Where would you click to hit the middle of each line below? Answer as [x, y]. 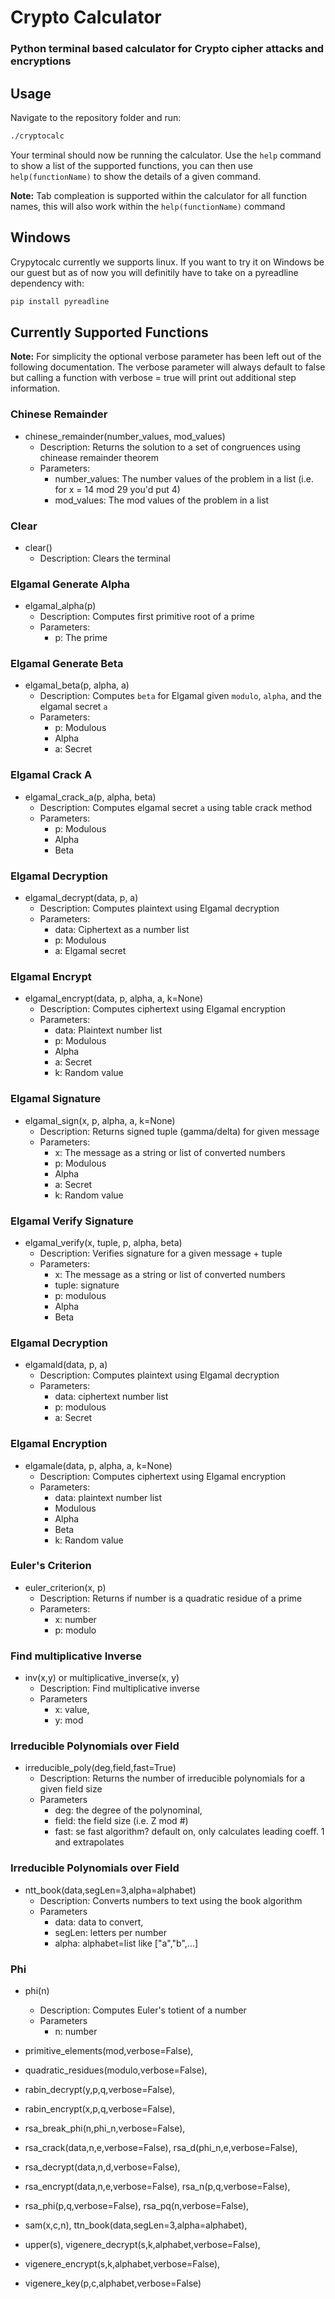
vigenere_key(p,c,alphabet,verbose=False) [113, 2283]
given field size [71, 1789]
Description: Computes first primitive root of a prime [147, 617]
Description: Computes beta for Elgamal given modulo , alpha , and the [180, 696]
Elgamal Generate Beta [67, 664]
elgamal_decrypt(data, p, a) [81, 898]
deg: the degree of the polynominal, [128, 1810]
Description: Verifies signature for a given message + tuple [161, 1253]
